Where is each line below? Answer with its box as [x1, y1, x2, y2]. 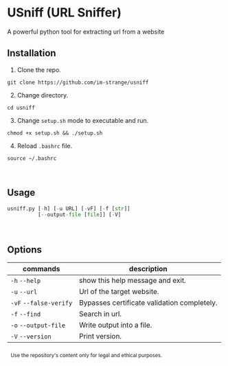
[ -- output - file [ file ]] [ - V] [37, 211, 122, 218]
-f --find [10, 310, 41, 319]
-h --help [10, 277, 41, 285]
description [129, 264, 168, 274]
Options [7, 244, 43, 255]
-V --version [10, 333, 52, 341]
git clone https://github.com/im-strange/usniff [7, 79, 149, 86]
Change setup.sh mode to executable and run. [16, 116, 149, 124]
